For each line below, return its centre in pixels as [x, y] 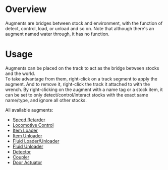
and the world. [20, 73]
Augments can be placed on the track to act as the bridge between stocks [82, 68]
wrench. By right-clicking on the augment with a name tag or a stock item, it [84, 90]
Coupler [21, 157]
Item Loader [25, 130]
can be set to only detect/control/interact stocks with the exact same [77, 95]
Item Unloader [27, 136]
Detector [22, 151]
